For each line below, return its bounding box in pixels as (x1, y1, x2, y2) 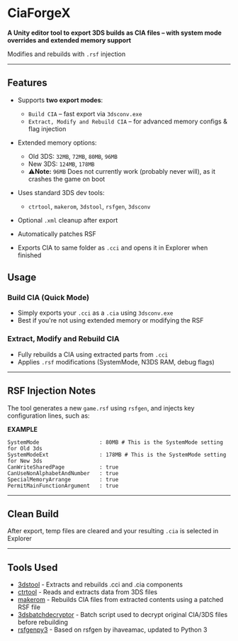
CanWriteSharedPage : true (7, 463, 119, 471)
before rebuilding (17, 618, 69, 627)
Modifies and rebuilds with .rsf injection (7, 50, 126, 58)
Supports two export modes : (17, 96, 103, 104)
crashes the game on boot (28, 174, 106, 183)
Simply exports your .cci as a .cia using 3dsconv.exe (17, 308, 174, 317)
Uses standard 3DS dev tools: (17, 188, 105, 196)
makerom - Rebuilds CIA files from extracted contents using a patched (17, 596, 224, 604)
